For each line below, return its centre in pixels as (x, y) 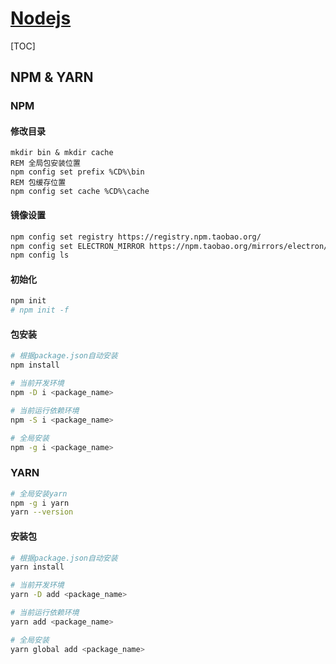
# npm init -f (40, 310)
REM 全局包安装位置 (45, 163)
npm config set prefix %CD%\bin (77, 172)
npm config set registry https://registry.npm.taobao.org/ (136, 237)
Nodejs (41, 18)
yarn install (37, 567)
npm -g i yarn (40, 503)
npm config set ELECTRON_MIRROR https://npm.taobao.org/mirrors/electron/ (169, 246)
